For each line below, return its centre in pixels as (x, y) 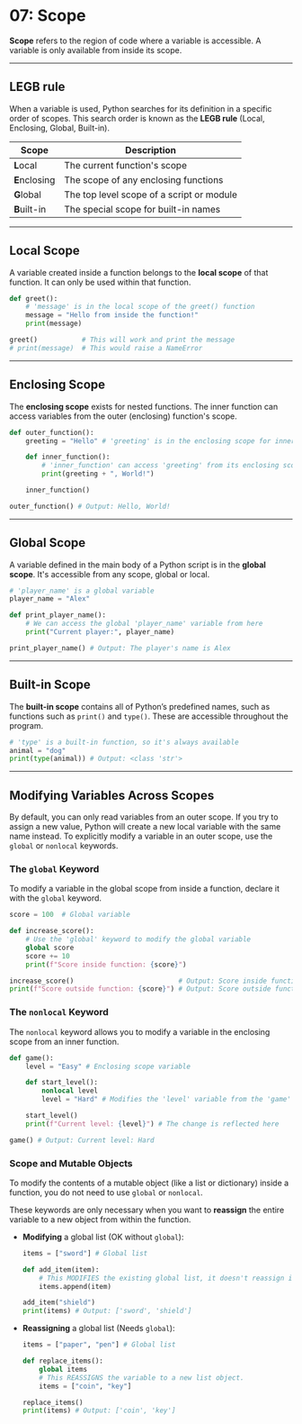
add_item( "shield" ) (59, 1302)
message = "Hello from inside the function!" (112, 315)
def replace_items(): (62, 1361)
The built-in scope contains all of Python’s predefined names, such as (140, 706)
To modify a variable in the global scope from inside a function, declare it (145, 889)
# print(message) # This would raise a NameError (106, 348)
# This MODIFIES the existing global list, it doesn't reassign (162, 1278)
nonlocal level (70, 1091)
